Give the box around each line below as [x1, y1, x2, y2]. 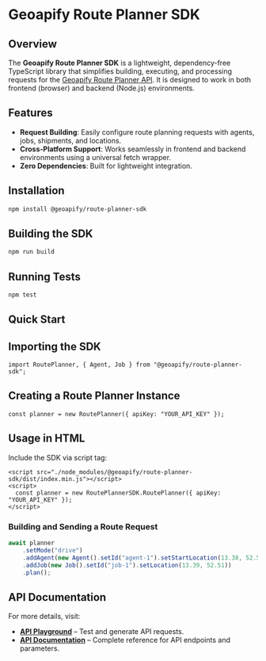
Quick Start [8, 313, 66, 327]
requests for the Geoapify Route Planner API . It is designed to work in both [8, 75, 252, 84]
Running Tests [8, 269, 81, 283]
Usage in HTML [8, 432, 85, 445]
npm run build [8, 248, 55, 256]
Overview [8, 37, 58, 51]
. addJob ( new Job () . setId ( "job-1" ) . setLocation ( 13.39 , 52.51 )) [22, 561, 232, 569]
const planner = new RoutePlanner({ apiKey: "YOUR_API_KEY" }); [8, 410, 225, 418]
